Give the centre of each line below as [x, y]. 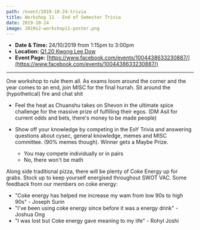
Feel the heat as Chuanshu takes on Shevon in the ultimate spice [94, 105]
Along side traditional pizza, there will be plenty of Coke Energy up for [92, 171]
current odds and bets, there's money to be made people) [86, 118]
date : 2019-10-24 [28, 23]
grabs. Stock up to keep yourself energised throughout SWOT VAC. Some [96, 178]
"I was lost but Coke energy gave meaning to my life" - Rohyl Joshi [97, 221]
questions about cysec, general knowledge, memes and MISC [91, 136]
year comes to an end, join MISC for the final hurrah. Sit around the [88, 87]
